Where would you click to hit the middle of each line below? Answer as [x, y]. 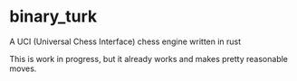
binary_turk [53, 17]
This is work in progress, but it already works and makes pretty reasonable [148, 58]
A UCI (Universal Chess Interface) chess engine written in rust [125, 41]
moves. [23, 68]
